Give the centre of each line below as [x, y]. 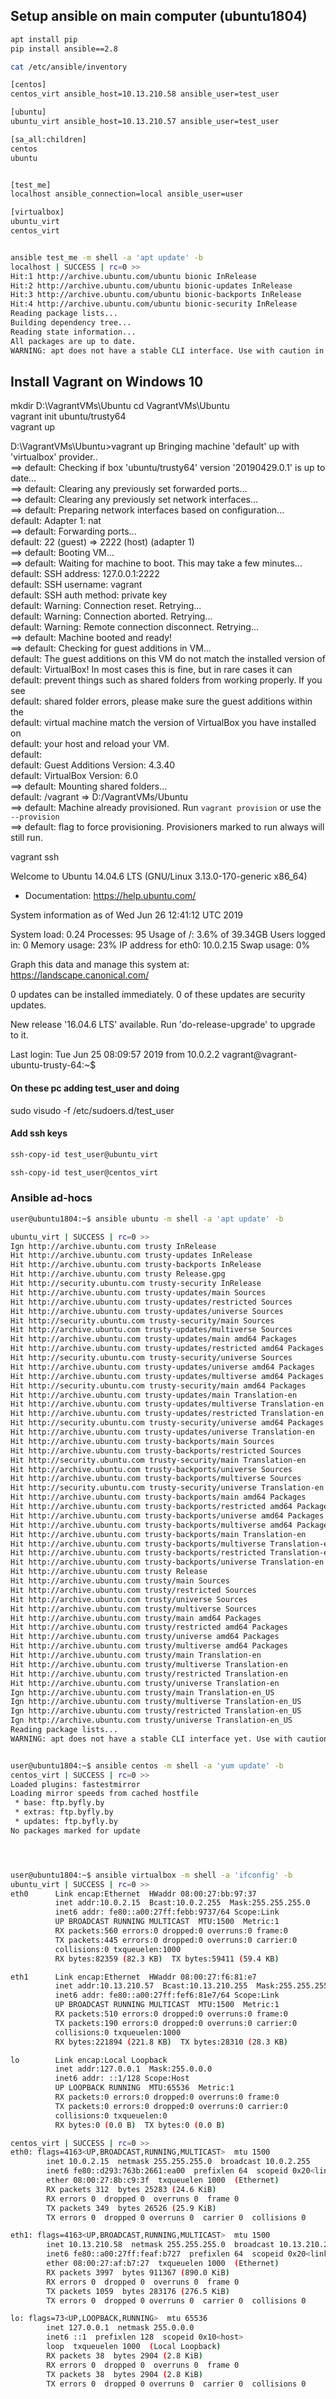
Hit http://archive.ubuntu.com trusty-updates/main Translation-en [154, 1395]
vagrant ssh [35, 857]
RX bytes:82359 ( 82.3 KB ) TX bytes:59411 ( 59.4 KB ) [167, 1959]
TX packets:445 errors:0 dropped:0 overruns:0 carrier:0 [176, 1940]
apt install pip [44, 39]
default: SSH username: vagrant [76, 585]
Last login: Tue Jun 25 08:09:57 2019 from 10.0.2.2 [115, 1055]
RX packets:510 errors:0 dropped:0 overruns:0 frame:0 [171, 2014]
